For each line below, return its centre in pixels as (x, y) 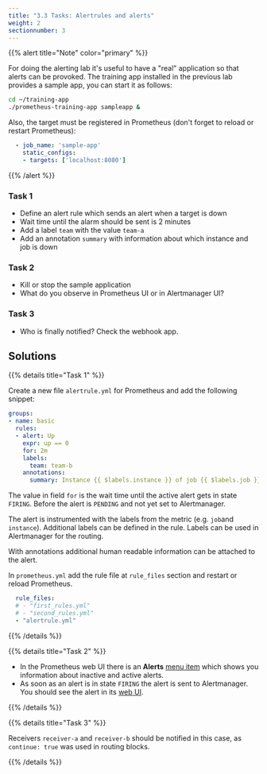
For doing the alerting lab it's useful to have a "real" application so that (124, 68)
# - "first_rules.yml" (53, 606)
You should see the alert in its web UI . (81, 691)
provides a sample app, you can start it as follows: (90, 85)
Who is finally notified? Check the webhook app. (99, 331)
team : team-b (51, 466)
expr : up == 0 (46, 443)
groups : (21, 414)
